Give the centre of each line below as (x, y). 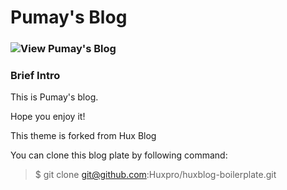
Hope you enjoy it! (48, 117)
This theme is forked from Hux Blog (83, 136)
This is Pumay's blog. (54, 97)
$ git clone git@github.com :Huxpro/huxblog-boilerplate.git (155, 175)
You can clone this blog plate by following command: (119, 155)
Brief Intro (35, 76)
